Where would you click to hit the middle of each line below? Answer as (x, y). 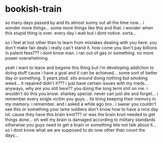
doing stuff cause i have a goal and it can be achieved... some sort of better (81, 72)
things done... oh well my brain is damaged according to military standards (80, 119)
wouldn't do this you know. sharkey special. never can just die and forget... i (81, 94)
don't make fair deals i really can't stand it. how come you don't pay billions (81, 48)
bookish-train (34, 9)
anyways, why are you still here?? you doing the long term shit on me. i (76, 88)
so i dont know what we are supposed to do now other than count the (75, 130)
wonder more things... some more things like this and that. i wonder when (79, 27)
